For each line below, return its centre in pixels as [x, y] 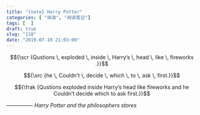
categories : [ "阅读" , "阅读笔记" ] [48, 18]
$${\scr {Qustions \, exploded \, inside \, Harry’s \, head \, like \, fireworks [102, 57]
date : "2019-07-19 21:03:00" [43, 40]
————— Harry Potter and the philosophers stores [72, 105]
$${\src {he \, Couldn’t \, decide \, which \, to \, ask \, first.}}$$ [102, 75]
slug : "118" [21, 34]
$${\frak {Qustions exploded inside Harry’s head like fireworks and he [102, 87]
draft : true [21, 29]
